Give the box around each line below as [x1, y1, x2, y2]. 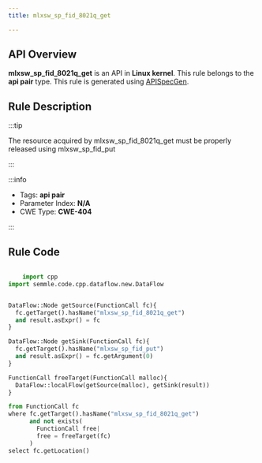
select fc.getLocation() [8, 446, 90, 454]
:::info [8, 175, 27, 185]
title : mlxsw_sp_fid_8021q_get [8, 11, 111, 20]
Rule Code [8, 245, 61, 259]
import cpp [22, 273, 58, 281]
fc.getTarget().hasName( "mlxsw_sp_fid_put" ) [15, 345, 164, 353]
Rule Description [8, 99, 92, 113]
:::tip [8, 121, 23, 130]
